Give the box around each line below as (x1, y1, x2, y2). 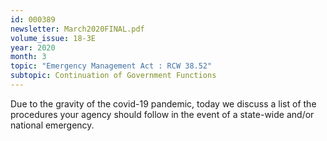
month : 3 (10, 52, 47, 62)
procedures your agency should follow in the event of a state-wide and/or (10, 108, 315, 120)
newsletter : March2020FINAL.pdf (10, 24, 145, 34)
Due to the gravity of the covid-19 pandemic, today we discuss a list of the (10, 97, 317, 110)
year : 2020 (10, 42, 56, 53)
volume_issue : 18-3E (10, 33, 97, 43)
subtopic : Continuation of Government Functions (10, 71, 217, 81)
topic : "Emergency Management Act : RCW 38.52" (10, 61, 213, 71)
